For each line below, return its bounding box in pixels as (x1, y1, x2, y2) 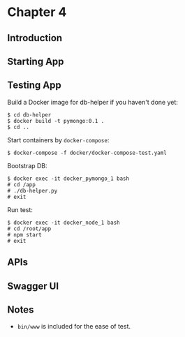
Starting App (7, 55, 64, 67)
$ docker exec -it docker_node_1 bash (7, 219, 120, 226)
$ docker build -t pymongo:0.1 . (7, 117, 105, 124)
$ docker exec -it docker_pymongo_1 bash (7, 175, 130, 182)
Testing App (7, 80, 61, 91)
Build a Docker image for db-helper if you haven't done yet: (7, 98, 178, 106)
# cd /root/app (7, 225, 52, 232)
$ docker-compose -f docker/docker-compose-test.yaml (7, 149, 168, 156)
